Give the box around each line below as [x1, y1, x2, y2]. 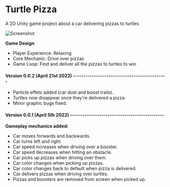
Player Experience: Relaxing [12, 50, 72, 56]
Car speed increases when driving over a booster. [12, 144, 118, 150]
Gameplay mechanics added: [5, 123, 69, 129]
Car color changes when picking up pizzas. [12, 160, 104, 166]
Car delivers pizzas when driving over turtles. [12, 171, 109, 177]
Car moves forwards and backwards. [12, 133, 91, 139]
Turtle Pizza [5, 4, 57, 15]
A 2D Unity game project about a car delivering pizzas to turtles [5, 20, 139, 26]
